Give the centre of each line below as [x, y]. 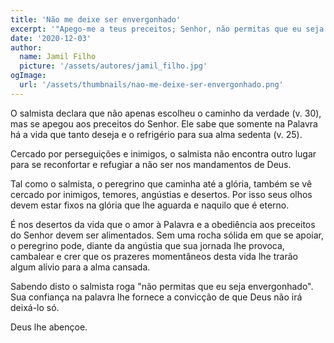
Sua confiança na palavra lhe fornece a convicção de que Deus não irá [156, 297]
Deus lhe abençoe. [49, 327]
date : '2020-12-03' [51, 38]
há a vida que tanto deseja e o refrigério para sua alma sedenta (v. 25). [156, 134]
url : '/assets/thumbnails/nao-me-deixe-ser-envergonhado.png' [151, 85]
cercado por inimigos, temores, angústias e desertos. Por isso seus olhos [161, 194]
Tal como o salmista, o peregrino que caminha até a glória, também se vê [161, 183]
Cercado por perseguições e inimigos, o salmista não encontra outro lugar [163, 153]
